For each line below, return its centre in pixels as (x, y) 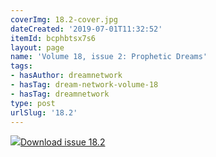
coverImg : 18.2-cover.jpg (64, 19)
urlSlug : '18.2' (44, 112)
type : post (33, 103)
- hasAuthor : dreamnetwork (66, 76)
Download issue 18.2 (63, 142)
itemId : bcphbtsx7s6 (53, 38)
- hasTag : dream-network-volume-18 (84, 85)
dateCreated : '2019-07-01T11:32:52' (86, 29)
